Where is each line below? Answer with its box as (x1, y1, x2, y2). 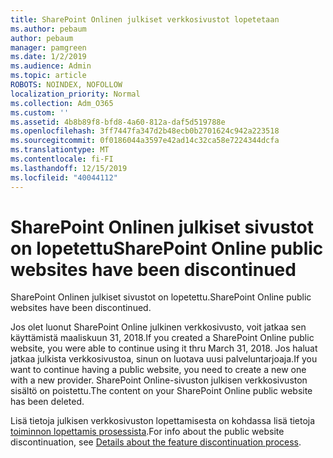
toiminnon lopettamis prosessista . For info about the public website (10, 426, 285, 438)
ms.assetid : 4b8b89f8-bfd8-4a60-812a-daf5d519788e (10, 117, 226, 127)
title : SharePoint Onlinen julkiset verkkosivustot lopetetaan (10, 14, 280, 25)
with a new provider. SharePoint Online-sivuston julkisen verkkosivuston (10, 374, 308, 386)
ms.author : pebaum (10, 24, 87, 34)
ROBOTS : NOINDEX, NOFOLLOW (10, 80, 123, 90)
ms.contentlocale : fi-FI (10, 154, 114, 164)
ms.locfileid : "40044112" (10, 172, 118, 183)
